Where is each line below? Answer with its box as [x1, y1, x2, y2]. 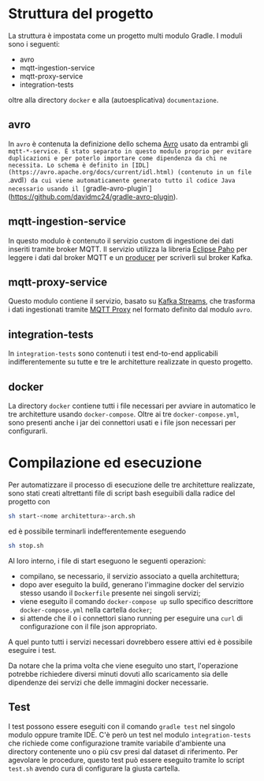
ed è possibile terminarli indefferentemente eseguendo [8, 526, 187, 536]
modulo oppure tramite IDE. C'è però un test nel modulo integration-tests [8, 730, 251, 739]
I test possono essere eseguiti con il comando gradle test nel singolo [8, 721, 236, 731]
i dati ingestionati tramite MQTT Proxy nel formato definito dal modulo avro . [8, 305, 253, 315]
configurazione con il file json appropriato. [19, 621, 158, 631]
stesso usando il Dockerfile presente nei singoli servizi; [19, 588, 201, 598]
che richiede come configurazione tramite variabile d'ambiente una [8, 738, 226, 748]
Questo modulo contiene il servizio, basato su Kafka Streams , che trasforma [8, 296, 256, 306]
